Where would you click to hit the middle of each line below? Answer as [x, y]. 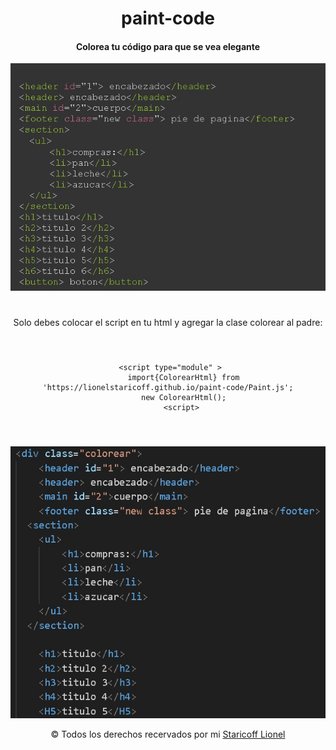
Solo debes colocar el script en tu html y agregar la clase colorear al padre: [168, 323]
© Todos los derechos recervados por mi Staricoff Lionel [168, 734]
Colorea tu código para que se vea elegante [168, 46]
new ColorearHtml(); [184, 398]
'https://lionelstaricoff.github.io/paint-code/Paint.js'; [168, 388]
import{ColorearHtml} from [183, 378]
